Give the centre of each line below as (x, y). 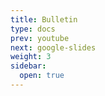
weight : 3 (31, 57)
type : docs (33, 29)
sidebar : (28, 66)
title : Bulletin (44, 19)
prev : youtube (40, 38)
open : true (42, 76)
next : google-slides (53, 47)
